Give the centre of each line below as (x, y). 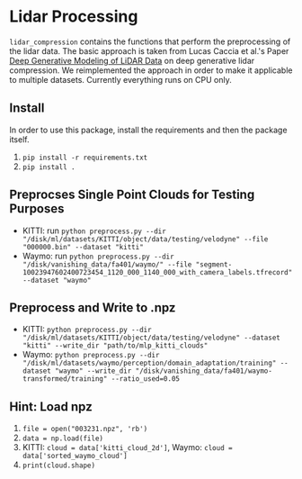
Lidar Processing (74, 17)
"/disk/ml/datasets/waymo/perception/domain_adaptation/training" (149, 363)
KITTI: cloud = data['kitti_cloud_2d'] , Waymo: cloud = (127, 447)
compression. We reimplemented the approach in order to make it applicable (151, 70)
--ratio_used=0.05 (145, 379)
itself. (19, 139)
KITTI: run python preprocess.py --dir (94, 230)
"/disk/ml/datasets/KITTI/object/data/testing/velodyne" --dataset (151, 338)
